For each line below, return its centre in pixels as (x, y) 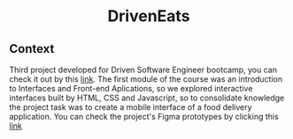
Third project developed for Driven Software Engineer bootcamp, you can (143, 69)
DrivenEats (149, 16)
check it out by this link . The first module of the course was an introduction (146, 79)
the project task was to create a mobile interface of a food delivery (131, 107)
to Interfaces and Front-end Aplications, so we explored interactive (131, 88)
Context (32, 49)
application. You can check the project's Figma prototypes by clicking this (144, 117)
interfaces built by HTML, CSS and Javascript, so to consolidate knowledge (147, 98)
